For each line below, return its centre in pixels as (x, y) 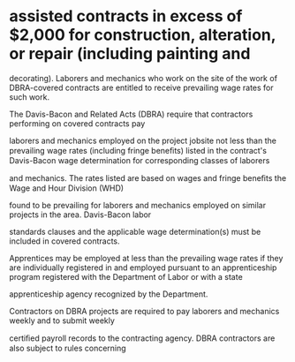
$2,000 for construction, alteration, (143, 35)
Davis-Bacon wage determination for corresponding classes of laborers (140, 160)
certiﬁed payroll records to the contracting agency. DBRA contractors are (142, 338)
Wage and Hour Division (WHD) (67, 188)
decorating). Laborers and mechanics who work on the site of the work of (144, 78)
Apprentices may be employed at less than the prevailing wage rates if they (146, 258)
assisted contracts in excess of (126, 16)
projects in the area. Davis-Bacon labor (80, 215)
